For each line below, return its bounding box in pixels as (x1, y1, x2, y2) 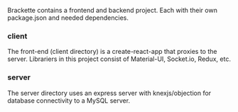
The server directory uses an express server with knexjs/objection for (7, 89, 212, 97)
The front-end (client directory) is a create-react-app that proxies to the (7, 47, 217, 56)
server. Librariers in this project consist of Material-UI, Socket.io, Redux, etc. (7, 55, 231, 63)
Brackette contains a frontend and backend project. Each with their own (7, 6, 218, 14)
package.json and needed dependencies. (7, 13, 129, 22)
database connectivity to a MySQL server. (7, 96, 130, 105)
